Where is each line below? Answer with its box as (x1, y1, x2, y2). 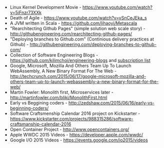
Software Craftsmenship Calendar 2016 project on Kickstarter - (9, 110, 140, 116)
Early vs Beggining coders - (9, 100, 67, 105)
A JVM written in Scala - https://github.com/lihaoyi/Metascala (9, 20, 137, 26)
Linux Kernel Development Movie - (9, 4, 81, 10)
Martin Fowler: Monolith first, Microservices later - (9, 89, 113, 95)
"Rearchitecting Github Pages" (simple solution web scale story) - (9, 25, 146, 31)
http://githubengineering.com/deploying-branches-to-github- (29, 41, 156, 47)
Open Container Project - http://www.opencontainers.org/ (9, 126, 129, 132)
